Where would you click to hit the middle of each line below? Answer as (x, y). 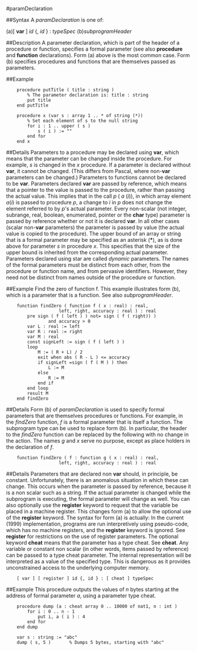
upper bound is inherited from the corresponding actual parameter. (87, 252)
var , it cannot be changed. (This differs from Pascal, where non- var (88, 171)
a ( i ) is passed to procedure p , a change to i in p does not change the (89, 202)
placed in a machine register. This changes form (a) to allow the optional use (99, 511)
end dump (27, 627)
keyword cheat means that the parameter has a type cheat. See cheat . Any (98, 543)
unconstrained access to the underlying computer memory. (78, 568)
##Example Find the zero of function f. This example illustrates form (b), (93, 289)
